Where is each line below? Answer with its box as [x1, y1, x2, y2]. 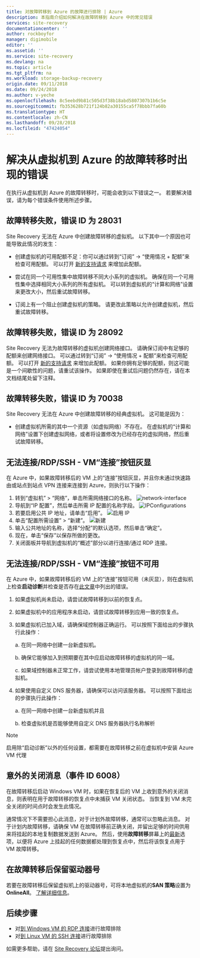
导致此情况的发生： [11, 240, 58, 247]
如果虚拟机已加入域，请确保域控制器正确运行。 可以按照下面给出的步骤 [14, 621, 189, 628]
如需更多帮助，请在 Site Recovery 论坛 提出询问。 [6, 945, 127, 953]
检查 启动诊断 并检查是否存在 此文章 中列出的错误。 [11, 583, 132, 590]
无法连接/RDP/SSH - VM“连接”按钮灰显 [6, 457, 152, 467]
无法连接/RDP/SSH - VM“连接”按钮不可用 [6, 559, 160, 569]
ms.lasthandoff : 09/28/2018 [6, 120, 76, 126]
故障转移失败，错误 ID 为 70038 [6, 393, 123, 404]
